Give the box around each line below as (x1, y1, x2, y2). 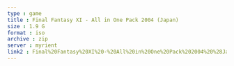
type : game (7, 10, 42, 17)
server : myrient (7, 42, 58, 49)
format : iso (7, 29, 45, 36)
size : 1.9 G (7, 23, 45, 30)
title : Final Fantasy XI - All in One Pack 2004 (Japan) (7, 16, 179, 23)
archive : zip (7, 36, 49, 43)
